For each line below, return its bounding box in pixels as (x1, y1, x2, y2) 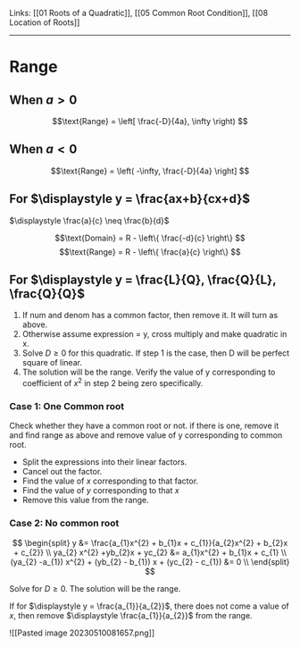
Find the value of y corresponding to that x (21, 485, 180, 496)
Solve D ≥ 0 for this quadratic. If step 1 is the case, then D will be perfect (21, 348, 290, 358)
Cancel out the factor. (21, 466, 103, 477)
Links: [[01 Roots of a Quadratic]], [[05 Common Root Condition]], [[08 (9, 8, 269, 18)
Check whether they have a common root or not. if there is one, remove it (9, 420, 279, 432)
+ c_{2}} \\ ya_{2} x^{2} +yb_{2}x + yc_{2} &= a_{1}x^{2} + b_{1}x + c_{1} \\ (12, 547, 287, 558)
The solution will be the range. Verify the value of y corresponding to (21, 366, 276, 378)
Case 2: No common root (9, 517, 120, 530)
